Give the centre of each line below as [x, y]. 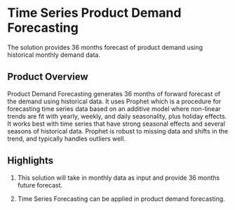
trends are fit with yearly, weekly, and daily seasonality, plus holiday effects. [117, 116]
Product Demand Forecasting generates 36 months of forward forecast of [114, 93]
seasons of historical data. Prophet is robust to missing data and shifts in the [118, 131]
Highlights [31, 160]
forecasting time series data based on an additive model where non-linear [114, 109]
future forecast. [40, 185]
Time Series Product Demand [94, 13]
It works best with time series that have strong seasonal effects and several [116, 124]
